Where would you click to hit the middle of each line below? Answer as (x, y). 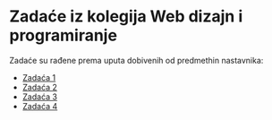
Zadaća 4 (40, 106)
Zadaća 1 (39, 77)
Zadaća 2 (40, 87)
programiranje (64, 35)
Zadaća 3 (40, 97)
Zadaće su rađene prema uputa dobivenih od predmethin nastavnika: (136, 60)
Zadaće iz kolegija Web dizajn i (126, 17)
